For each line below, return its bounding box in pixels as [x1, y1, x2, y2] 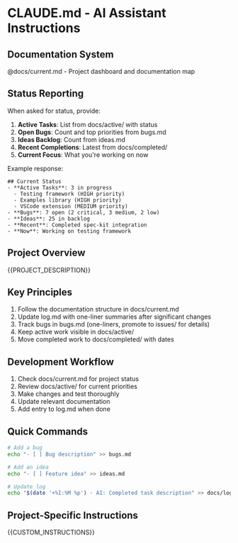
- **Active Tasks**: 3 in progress [7, 184, 113, 191]
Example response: [7, 164, 64, 172]
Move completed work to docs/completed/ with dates [17, 335, 175, 344]
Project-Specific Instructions [7, 509, 138, 521]
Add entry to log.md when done [17, 405, 111, 413]
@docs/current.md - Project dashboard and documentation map [7, 67, 195, 75]
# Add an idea [7, 464, 50, 471]
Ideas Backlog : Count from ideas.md [17, 135, 126, 143]
